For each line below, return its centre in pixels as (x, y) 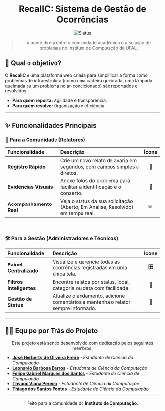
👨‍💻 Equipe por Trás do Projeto (52, 331)
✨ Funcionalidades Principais (51, 126)
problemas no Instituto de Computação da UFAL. (88, 48)
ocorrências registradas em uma (90, 267)
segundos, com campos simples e (99, 167)
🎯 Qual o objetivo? (33, 63)
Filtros (15, 282)
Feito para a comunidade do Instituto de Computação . (82, 403)
